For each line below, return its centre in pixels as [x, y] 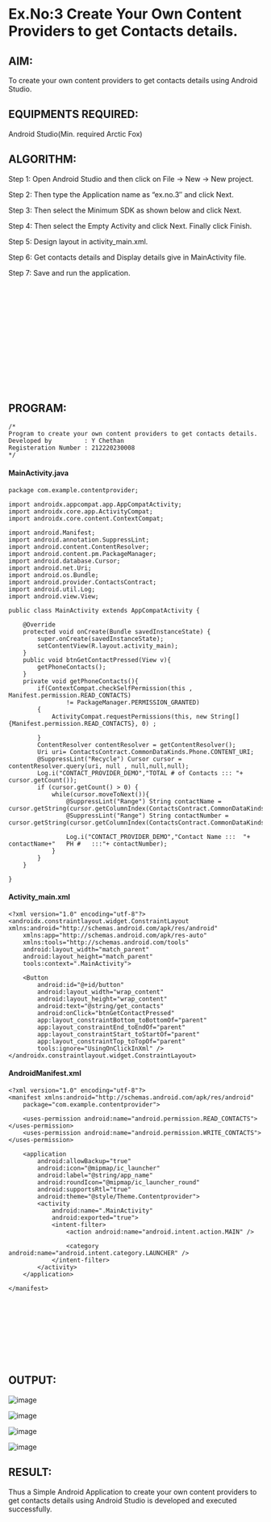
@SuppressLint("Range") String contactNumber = [147, 816]
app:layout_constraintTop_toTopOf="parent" [111, 1041]
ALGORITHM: [42, 160]
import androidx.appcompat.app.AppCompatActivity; [95, 504]
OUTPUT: [32, 1380]
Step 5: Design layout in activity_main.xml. [78, 241]
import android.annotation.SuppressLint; [79, 540]
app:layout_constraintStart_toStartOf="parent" [119, 1034]
